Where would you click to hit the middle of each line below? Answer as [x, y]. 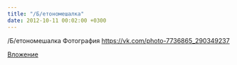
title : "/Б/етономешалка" [46, 14]
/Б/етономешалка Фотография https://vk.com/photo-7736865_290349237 [118, 40]
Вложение [23, 54]
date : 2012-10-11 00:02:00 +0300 [57, 20]
